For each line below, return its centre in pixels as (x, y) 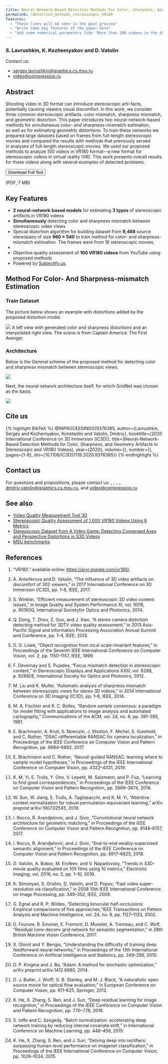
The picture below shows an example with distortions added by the (75, 311)
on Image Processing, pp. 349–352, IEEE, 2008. (62, 895)
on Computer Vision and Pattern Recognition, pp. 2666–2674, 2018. (82, 788)
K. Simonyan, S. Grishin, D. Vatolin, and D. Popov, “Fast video (76, 884)
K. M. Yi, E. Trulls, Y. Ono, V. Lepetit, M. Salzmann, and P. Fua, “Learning (87, 777)
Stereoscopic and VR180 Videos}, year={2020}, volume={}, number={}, (79, 450)
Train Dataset (22, 301)
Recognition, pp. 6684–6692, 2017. (49, 748)
